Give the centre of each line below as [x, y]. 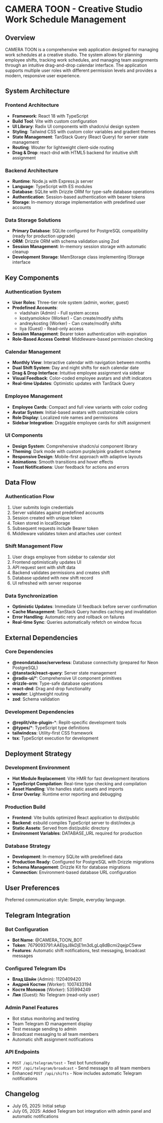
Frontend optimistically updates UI [47, 562]
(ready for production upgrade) [44, 236]
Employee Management [34, 396]
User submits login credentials [43, 507]
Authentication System [33, 291]
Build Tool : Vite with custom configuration [55, 121]
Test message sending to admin [44, 1029]
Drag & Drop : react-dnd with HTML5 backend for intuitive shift [75, 152]
